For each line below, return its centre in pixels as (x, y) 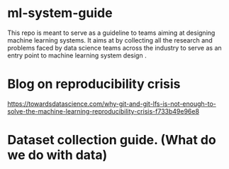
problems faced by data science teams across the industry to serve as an (114, 48)
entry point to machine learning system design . (77, 55)
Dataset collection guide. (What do (112, 140)
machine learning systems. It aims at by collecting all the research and (110, 40)
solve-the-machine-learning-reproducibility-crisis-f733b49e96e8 (104, 111)
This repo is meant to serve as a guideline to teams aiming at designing (111, 33)
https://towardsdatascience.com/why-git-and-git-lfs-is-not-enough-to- (112, 104)
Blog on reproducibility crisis (94, 84)
